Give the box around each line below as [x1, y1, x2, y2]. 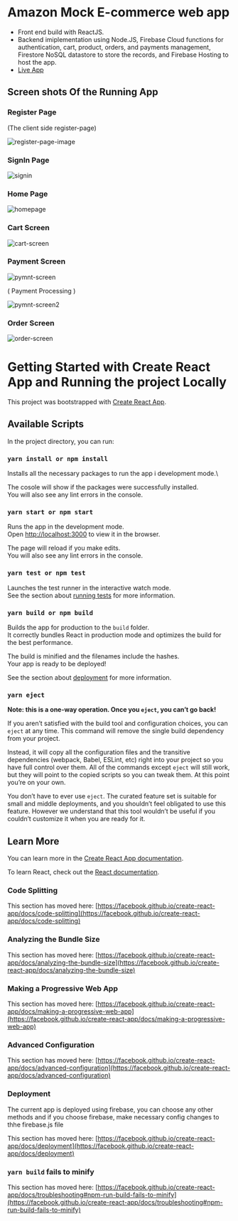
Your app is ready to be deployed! [7, 660, 107, 668]
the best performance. [7, 639, 73, 647]
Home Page [7, 189, 48, 199]
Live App [17, 65, 44, 74]
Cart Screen [7, 223, 50, 233]
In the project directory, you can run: [7, 437, 114, 445]
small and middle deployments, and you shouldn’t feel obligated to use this [7, 800, 226, 808]
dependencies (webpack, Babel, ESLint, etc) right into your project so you [7, 756, 224, 764]
